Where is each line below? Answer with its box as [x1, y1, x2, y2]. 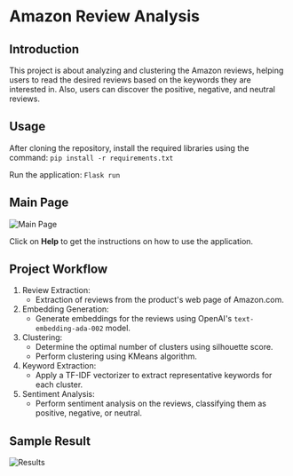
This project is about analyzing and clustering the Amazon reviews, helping [9, 65, 284, 75]
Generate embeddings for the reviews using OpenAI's [35, 313, 233, 324]
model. [105, 322, 131, 334]
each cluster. [35, 379, 83, 390]
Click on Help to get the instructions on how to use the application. [9, 235, 254, 246]
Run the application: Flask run [9, 169, 121, 179]
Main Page [9, 195, 69, 210]
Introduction [9, 42, 80, 57]
